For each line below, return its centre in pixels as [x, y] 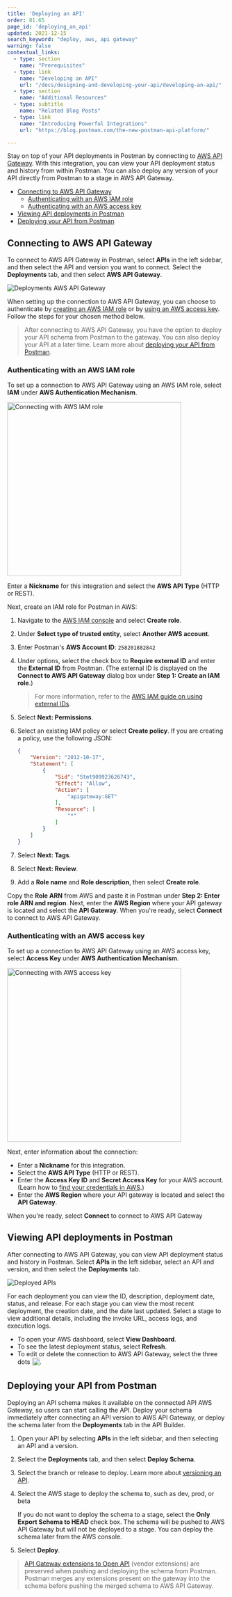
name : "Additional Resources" [64, 98]
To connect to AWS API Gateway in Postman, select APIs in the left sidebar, [115, 260]
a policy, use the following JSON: [65, 738]
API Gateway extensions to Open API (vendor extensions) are [112, 1564]
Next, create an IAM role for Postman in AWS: [72, 607]
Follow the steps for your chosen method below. [76, 317]
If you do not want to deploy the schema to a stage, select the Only [114, 1514]
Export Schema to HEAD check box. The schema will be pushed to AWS [121, 1522]
